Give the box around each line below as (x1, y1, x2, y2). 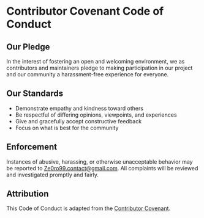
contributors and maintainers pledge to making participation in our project (6, 64, 193, 71)
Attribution (6, 189, 49, 199)
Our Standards (6, 89, 64, 99)
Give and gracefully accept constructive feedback (15, 117, 142, 125)
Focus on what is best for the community (15, 124, 119, 131)
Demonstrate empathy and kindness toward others (15, 104, 144, 112)
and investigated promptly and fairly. (6, 171, 99, 178)
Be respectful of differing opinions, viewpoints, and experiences (15, 111, 177, 118)
